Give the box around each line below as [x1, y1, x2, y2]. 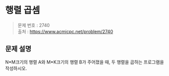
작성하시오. [5, 65, 27, 71]
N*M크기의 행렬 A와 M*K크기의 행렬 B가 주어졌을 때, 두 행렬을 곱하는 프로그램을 [5, 59, 164, 65]
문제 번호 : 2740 [17, 22, 50, 28]
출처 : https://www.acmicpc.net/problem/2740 [17, 28, 114, 34]
